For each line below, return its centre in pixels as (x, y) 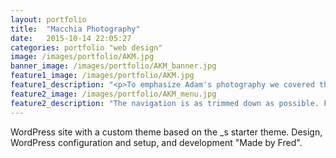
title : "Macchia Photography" (75, 29)
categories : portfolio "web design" (86, 47)
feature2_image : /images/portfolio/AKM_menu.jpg (113, 94)
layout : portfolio (48, 19)
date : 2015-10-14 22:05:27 (71, 38)
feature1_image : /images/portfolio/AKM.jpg (102, 76)
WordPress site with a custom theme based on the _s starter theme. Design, (166, 132)
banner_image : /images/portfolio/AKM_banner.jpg (113, 66)
